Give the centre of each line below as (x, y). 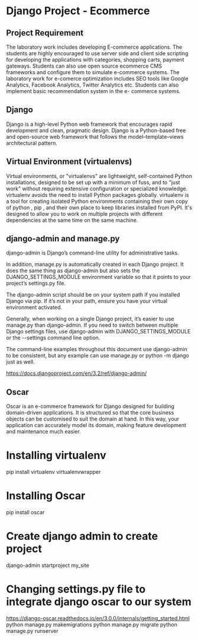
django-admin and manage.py (63, 239)
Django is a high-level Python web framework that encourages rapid (89, 124)
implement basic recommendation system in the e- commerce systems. (93, 91)
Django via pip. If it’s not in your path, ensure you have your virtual (87, 301)
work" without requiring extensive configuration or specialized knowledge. (97, 189)
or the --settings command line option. (53, 338)
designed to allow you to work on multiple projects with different (85, 214)
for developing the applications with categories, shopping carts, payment (95, 60)
